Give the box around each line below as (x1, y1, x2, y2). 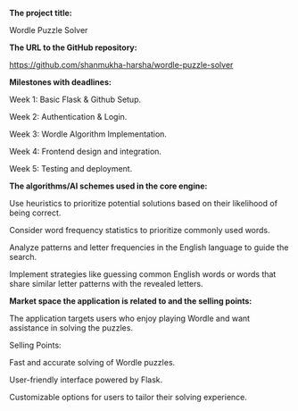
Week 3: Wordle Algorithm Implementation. (9, 129, 168, 139)
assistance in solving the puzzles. (9, 323, 134, 333)
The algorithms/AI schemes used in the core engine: (9, 180, 208, 191)
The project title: (9, 8, 73, 18)
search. (9, 252, 37, 262)
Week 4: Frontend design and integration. (9, 147, 162, 156)
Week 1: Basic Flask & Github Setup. (9, 94, 142, 105)
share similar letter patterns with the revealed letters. (9, 279, 203, 289)
